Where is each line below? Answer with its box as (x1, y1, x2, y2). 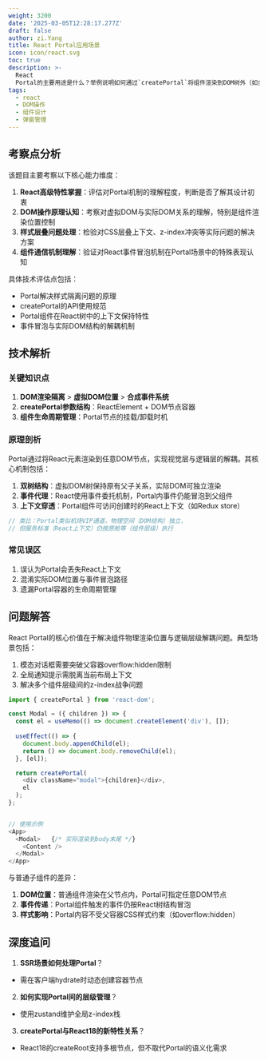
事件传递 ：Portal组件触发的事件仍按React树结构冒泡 (19, 900, 191, 910)
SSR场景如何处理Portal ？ (19, 958, 104, 967)
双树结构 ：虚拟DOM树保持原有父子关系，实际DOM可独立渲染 (19, 480, 222, 490)
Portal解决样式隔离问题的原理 (19, 291, 117, 301)
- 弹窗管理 (15, 116, 47, 124)
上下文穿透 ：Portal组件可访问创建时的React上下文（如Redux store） (19, 500, 245, 510)
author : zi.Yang (8, 34, 62, 42)
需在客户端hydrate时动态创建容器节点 (19, 974, 144, 984)
